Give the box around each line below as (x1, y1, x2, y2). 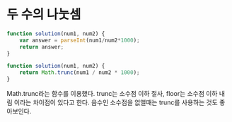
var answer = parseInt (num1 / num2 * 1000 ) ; (19, 37, 140, 44)
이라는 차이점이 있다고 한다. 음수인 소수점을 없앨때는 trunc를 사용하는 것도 (13, 98, 219, 106)
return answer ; (19, 43, 64, 50)
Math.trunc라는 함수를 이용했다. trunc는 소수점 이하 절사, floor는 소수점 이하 (6, 90, 218, 98)
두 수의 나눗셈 (6, 6, 81, 23)
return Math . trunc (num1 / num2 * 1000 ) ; (19, 69, 140, 76)
